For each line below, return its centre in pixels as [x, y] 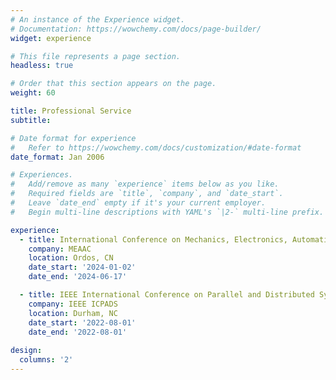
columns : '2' [46, 360]
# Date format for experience [73, 138]
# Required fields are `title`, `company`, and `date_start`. [147, 194]
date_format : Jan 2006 [57, 157]
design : [26, 351]
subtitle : [31, 120]
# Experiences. [42, 175]
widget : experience [51, 38]
